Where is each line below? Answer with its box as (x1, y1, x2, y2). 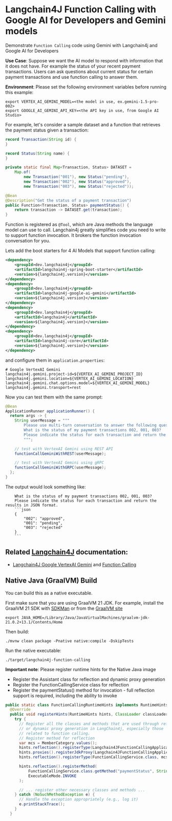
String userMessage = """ (14, 418, 70, 423)
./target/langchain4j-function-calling (5, 657, 91, 662)
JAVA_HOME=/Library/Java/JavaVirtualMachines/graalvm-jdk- (21, 615, 150, 620)
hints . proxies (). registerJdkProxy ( (18, 750, 95, 755)
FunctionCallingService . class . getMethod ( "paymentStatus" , (28, 768, 155, 773)
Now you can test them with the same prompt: (5, 394, 103, 400)
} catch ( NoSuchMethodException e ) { (14, 792, 95, 797)
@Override (10, 707, 31, 712)
